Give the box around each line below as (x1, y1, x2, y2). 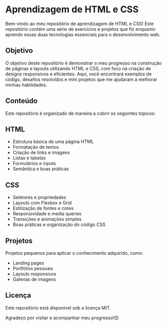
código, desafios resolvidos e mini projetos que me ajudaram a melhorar (5, 76, 157, 83)
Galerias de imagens (12, 276, 56, 282)
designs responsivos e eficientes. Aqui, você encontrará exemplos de (5, 71, 152, 77)
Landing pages (12, 260, 44, 266)
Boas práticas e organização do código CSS (12, 221, 106, 228)
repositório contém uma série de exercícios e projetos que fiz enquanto (5, 26, 156, 32)
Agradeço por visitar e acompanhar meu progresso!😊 (5, 314, 119, 321)
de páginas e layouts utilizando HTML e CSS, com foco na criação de (5, 65, 151, 71)
